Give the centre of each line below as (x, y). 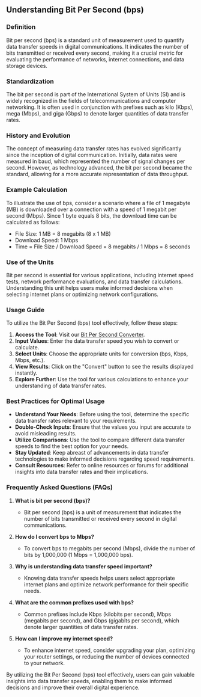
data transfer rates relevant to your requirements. (76, 421)
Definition (21, 27)
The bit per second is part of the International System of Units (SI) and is (96, 94)
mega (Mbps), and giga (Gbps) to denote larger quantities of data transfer (97, 113)
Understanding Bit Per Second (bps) (75, 10)
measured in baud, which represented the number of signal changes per (96, 161)
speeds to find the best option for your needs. (72, 446)
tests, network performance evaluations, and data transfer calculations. (94, 281)
